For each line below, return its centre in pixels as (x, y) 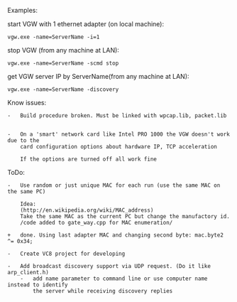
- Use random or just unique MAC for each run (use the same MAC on (114, 185)
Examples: (22, 10)
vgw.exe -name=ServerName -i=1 (54, 37)
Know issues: (27, 103)
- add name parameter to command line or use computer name (114, 279)
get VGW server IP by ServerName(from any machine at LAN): (98, 76)
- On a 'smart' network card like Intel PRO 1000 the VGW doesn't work (119, 134)
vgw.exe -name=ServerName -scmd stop (63, 63)
